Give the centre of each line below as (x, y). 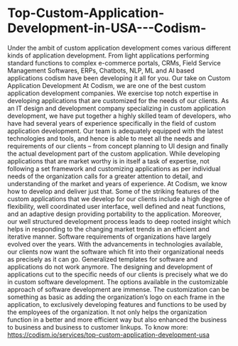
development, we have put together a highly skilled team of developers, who (119, 116)
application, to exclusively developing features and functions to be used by (117, 304)
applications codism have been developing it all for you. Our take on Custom (119, 78)
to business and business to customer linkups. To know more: (98, 327)
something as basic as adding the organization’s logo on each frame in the (116, 297)
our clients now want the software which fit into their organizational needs (116, 252)
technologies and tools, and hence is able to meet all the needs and (106, 138)
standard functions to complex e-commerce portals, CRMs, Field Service (114, 63)
